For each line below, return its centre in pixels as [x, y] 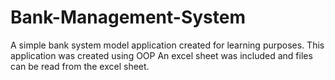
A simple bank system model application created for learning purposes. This [167, 45]
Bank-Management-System [128, 17]
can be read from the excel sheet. [80, 66]
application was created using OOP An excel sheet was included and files [161, 55]
